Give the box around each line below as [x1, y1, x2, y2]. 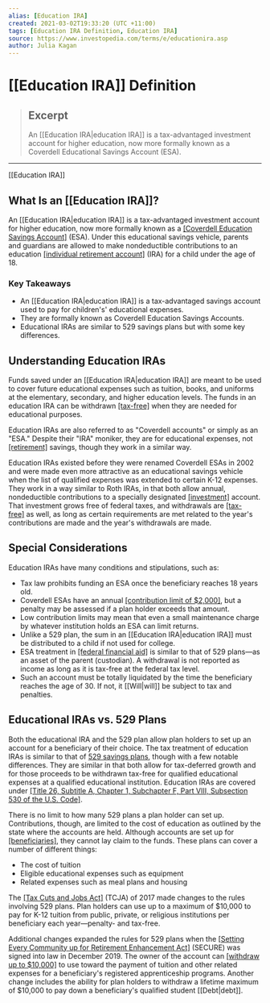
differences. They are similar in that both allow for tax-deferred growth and [8, 760, 256, 770]
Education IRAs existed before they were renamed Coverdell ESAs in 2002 [8, 458, 255, 468]
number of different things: [8, 844, 98, 854]
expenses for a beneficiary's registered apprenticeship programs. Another [8, 968, 255, 978]
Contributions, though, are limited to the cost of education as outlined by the [8, 818, 261, 828]
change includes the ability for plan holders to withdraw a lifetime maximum [8, 976, 259, 986]
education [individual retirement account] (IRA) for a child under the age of [8, 249, 256, 259]
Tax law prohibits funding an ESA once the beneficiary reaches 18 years [19, 578, 259, 588]
